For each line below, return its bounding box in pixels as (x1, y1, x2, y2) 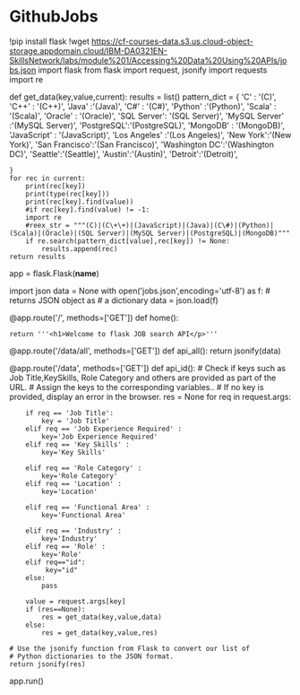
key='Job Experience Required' (41, 432, 159, 441)
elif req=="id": (25, 558, 87, 567)
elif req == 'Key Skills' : (25, 439, 130, 449)
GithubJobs (9, 6, 99, 27)
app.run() (9, 675, 45, 686)
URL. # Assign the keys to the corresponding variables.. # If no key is (9, 381, 264, 392)
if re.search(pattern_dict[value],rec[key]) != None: (25, 236, 230, 246)
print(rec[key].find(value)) (25, 197, 134, 206)
